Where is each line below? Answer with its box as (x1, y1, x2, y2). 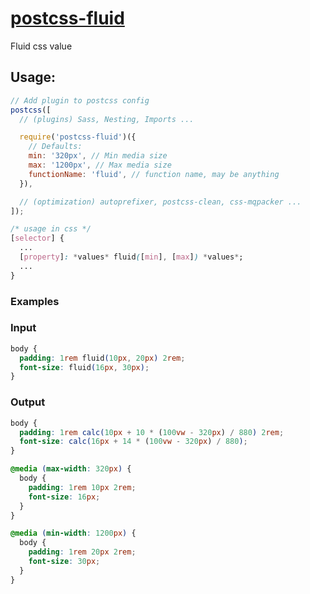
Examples (10, 294, 60, 308)
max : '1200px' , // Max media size (28, 160, 172, 170)
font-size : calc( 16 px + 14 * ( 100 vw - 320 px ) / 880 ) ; (19, 437, 248, 447)
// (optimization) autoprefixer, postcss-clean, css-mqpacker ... (19, 197, 302, 207)
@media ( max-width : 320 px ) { (10, 464, 132, 474)
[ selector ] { (10, 233, 65, 244)
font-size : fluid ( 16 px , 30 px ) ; (19, 362, 150, 372)
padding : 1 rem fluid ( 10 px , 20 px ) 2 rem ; (19, 353, 186, 363)
